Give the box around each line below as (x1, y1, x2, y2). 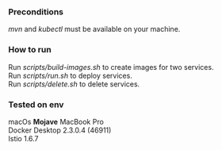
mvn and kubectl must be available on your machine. (8, 25, 181, 34)
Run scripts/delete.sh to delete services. (8, 79, 140, 89)
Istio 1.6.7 (8, 133, 39, 143)
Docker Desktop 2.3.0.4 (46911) (8, 125, 112, 135)
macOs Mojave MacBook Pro (8, 117, 105, 126)
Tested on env (8, 98, 64, 110)
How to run (8, 44, 52, 56)
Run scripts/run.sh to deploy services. (8, 71, 132, 80)
